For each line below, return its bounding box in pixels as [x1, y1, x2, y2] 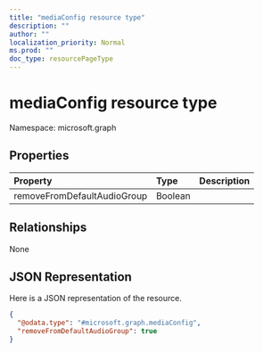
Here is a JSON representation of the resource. [9, 293, 183, 304]
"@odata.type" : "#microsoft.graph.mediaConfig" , [17, 318, 201, 328]
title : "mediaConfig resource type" [9, 12, 145, 22]
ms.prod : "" [9, 46, 53, 55]
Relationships [9, 220, 87, 235]
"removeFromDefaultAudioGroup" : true [17, 327, 158, 336]
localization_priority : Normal [9, 37, 126, 47]
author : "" [9, 29, 50, 38]
